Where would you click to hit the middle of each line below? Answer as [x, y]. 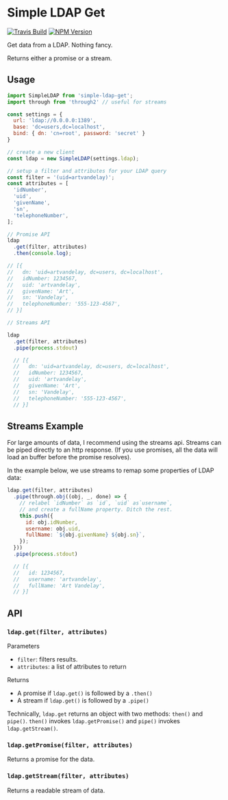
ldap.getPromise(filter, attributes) [70, 745]
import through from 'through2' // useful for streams [87, 102]
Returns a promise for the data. [51, 760]
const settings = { [35, 114]
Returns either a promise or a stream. [60, 58]
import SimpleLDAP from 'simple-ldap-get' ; [70, 95]
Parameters [23, 646]
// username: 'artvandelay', [58, 579]
